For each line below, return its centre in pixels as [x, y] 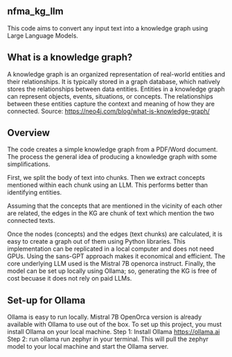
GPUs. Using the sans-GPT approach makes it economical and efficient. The [116, 256]
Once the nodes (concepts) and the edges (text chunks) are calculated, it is [115, 234]
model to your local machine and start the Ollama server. [88, 347]
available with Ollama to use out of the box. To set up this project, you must [115, 324]
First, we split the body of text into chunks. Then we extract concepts [106, 178]
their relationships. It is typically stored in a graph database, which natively [114, 81]
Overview [29, 133]
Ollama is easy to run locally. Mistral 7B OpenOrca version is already [105, 317]
